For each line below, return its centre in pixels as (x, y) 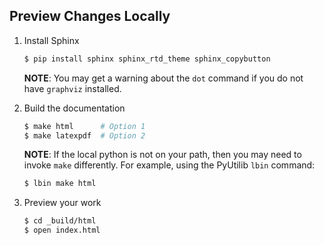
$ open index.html (62, 230)
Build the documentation (74, 108)
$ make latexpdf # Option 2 (84, 135)
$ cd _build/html (60, 221)
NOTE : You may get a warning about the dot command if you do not (163, 78)
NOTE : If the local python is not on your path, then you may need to (162, 155)
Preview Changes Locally (90, 16)
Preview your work (62, 203)
